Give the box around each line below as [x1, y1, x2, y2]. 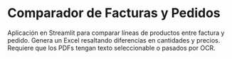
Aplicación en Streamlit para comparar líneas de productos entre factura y [7, 28, 225, 37]
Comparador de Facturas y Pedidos [7, 5, 221, 21]
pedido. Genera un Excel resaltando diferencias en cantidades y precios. [7, 36, 221, 44]
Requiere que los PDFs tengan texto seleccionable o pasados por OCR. [7, 43, 216, 52]
